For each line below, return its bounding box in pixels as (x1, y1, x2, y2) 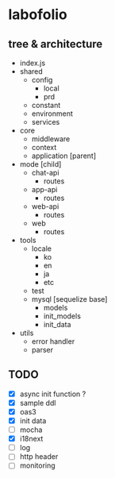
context (31, 143, 57, 152)
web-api (31, 202, 59, 211)
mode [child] (19, 160, 62, 168)
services (31, 118, 60, 126)
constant (31, 101, 61, 110)
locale (31, 244, 52, 253)
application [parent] (31, 151, 97, 160)
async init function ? (19, 389, 86, 399)
